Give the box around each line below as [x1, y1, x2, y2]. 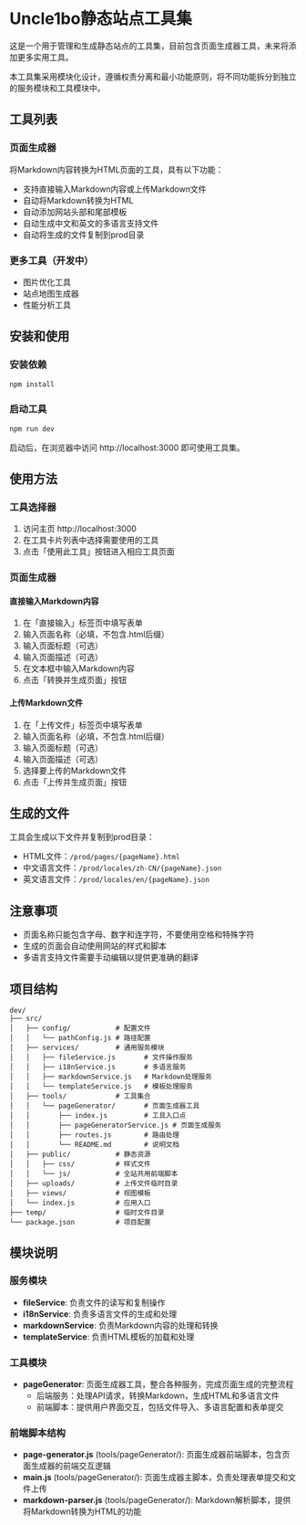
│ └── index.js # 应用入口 [9, 1198, 152, 1208]
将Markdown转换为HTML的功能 [22, 1506, 142, 1517]
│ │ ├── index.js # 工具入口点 [9, 1111, 187, 1120]
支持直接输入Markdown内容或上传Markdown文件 [22, 184, 207, 195]
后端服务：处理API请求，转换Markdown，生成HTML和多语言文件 [36, 1390, 280, 1402]
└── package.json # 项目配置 [9, 1218, 152, 1227]
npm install [9, 380, 55, 389]
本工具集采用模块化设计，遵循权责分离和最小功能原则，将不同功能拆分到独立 [9, 70, 297, 82]
